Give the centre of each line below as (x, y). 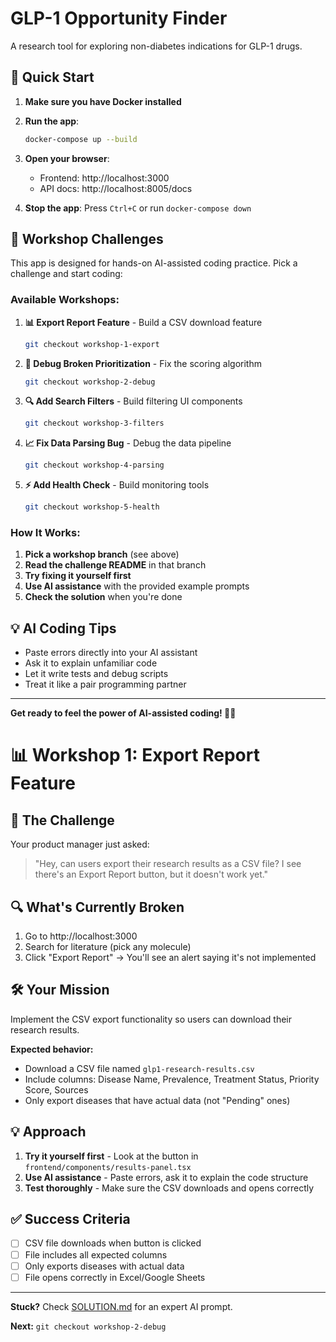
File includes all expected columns (96, 1254)
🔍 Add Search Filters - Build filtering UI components (133, 401)
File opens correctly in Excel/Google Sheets (115, 1277)
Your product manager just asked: (80, 844)
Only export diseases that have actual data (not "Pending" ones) (157, 1100)
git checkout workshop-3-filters (94, 423)
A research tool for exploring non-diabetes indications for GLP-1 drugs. (156, 46)
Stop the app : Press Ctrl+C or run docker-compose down (138, 208)
